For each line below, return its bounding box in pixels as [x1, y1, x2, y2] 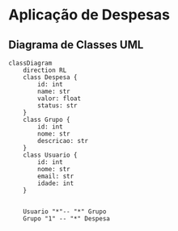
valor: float [37, 94, 82, 103]
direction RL [23, 66, 67, 74]
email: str [37, 172, 74, 180]
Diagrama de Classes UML [8, 38, 144, 52]
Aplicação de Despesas [8, 6, 171, 24]
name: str [37, 87, 70, 95]
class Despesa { [23, 73, 78, 82]
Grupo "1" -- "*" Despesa [23, 215, 111, 223]
